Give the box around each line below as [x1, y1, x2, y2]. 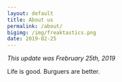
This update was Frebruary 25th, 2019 [7, 54, 116, 62]
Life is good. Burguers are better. [7, 68, 101, 76]
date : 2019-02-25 [7, 36, 57, 42]
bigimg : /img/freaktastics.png [7, 29, 97, 36]
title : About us [7, 16, 53, 23]
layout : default [7, 10, 53, 17]
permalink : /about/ [7, 23, 63, 29]
